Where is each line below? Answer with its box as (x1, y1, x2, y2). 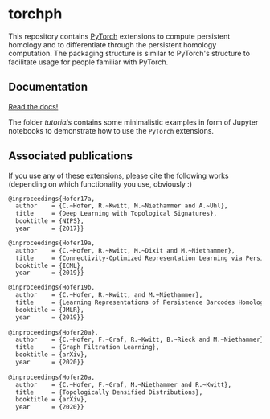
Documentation (8, 80, 88, 94)
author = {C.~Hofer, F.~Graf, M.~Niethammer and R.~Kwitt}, (15, 380, 231, 388)
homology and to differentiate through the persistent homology (8, 39, 217, 49)
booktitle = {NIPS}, (15, 217, 84, 225)
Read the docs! (8, 101, 59, 111)
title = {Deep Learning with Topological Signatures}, (15, 210, 218, 218)
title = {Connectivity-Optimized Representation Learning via (15, 254, 243, 262)
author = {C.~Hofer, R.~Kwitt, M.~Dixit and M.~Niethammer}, (15, 246, 235, 254)
